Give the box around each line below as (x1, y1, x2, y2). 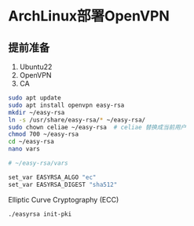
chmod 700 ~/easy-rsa (8, 130, 79, 138)
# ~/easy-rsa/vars (8, 159, 68, 167)
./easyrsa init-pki (8, 210, 72, 218)
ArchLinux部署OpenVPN (8, 7, 170, 25)
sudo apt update (8, 94, 61, 102)
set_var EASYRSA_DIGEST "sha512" (8, 180, 118, 188)
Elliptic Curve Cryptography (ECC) (8, 195, 119, 204)
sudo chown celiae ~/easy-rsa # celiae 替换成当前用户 (8, 123, 187, 131)
